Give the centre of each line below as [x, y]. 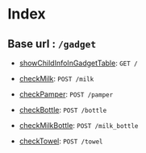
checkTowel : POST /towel [61, 141]
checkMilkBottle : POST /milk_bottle [79, 125]
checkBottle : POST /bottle [63, 110]
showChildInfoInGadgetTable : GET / [78, 63]
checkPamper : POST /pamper [66, 94]
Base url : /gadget [52, 44]
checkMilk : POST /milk [56, 79]
